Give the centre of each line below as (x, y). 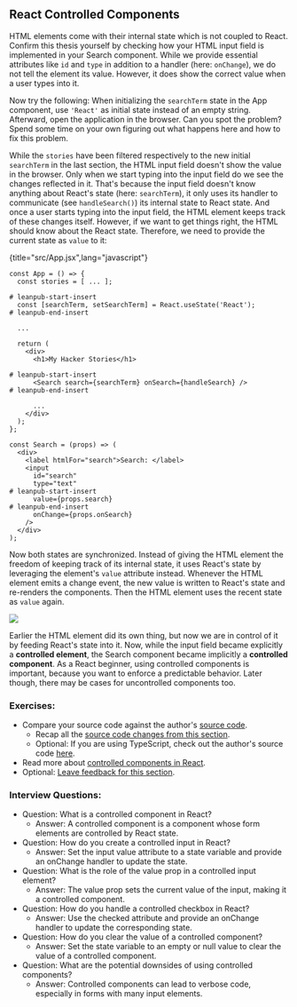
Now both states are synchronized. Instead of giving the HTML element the (146, 554)
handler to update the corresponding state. (113, 928)
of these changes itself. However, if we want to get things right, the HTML (144, 221)
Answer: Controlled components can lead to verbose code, (143, 984)
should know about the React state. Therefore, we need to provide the (137, 231)
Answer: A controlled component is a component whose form (147, 824)
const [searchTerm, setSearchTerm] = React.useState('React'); (136, 305)
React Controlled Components (94, 15)
